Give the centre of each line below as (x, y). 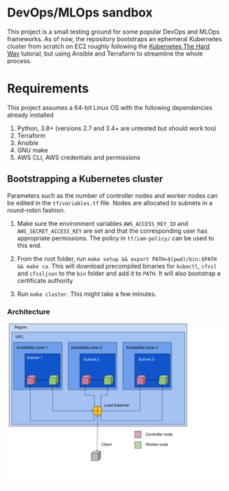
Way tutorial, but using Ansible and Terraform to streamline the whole (105, 54)
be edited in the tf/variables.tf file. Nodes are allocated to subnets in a (110, 203)
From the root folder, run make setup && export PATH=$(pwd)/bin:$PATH (117, 258)
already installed (30, 115)
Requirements (48, 89)
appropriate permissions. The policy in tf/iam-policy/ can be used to (116, 238)
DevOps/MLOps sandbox (80, 13)
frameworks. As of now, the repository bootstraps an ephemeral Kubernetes (114, 38)
